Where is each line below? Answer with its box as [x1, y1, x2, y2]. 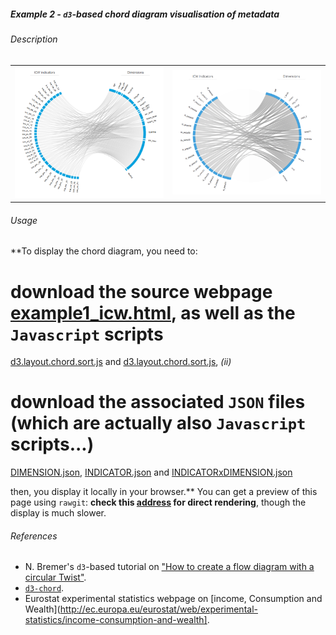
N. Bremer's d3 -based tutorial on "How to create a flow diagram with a [24, 561, 315, 573]
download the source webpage [10, 280, 273, 303]
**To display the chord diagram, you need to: [10, 245, 198, 257]
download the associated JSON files [10, 391, 306, 414]
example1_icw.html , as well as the [10, 301, 296, 324]
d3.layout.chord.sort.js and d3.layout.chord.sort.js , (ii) [10, 356, 232, 368]
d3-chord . [24, 582, 65, 594]
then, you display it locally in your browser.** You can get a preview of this [10, 486, 318, 498]
